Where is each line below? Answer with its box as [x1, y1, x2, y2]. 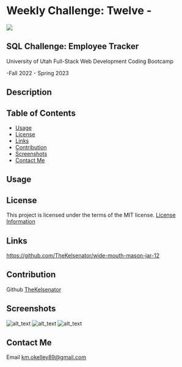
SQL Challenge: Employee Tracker [6, 41, 139, 52]
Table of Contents [6, 108, 76, 118]
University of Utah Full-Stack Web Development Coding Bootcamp [6, 57, 174, 65]
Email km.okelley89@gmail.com [6, 354, 87, 361]
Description [6, 87, 52, 98]
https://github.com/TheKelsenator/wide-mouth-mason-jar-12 [6, 251, 160, 259]
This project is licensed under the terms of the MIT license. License [6, 212, 176, 219]
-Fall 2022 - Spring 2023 [6, 69, 69, 76]
